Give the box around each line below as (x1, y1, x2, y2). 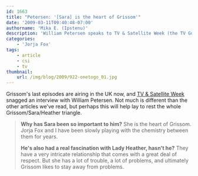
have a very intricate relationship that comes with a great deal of (20, 151, 177, 158)
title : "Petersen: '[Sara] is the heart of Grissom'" (6, 14, 141, 20)
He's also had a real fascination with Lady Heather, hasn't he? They (20, 145, 189, 152)
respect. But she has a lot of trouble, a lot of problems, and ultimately (20, 157, 189, 164)
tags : (6, 47, 19, 53)
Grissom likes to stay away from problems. (20, 163, 124, 171)
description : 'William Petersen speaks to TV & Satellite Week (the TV (6, 31, 186, 36)
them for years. (20, 133, 58, 140)
